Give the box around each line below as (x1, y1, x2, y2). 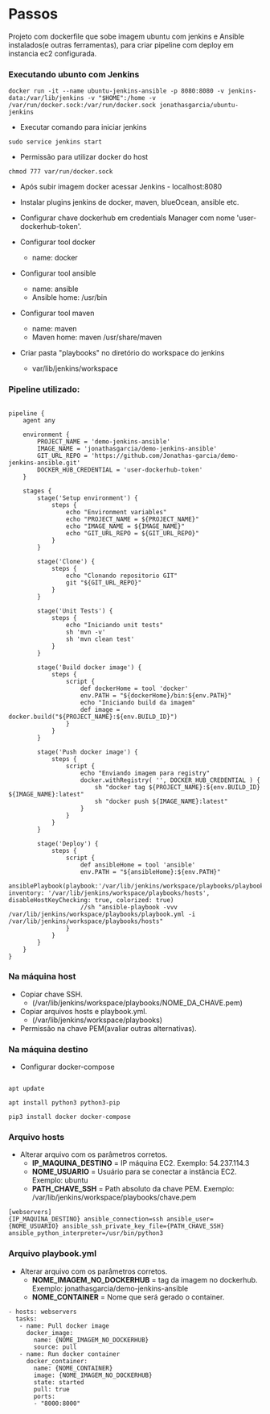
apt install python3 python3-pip (8, 1099, 121, 1107)
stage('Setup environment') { (37, 493, 138, 502)
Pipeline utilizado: (8, 384, 80, 395)
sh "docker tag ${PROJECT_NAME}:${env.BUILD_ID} (94, 783, 261, 791)
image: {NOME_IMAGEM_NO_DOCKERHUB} (33, 1371, 153, 1379)
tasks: (15, 1315, 38, 1323)
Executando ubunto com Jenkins (8, 69, 140, 80)
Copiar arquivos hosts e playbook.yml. (19, 1006, 148, 1016)
